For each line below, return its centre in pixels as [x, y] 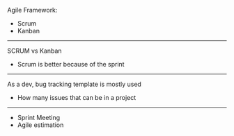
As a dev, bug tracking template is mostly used [74, 84]
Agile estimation [40, 125]
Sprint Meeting [39, 118]
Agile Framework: [32, 10]
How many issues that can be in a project [77, 97]
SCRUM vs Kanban [34, 51]
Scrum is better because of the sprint [71, 64]
